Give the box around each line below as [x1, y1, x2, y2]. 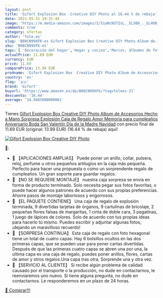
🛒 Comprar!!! [5, 287, 31, 293]
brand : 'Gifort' [5, 84, 38, 89]
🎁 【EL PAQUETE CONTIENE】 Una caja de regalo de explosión [12, 198, 139, 204]
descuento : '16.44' [5, 93, 45, 98]
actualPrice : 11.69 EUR [5, 52, 53, 57]
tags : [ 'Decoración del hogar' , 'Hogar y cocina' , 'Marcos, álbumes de [5, 48, 151, 53]
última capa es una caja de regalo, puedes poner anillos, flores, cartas [12, 251, 153, 257]
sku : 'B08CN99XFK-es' [5, 43, 49, 48]
